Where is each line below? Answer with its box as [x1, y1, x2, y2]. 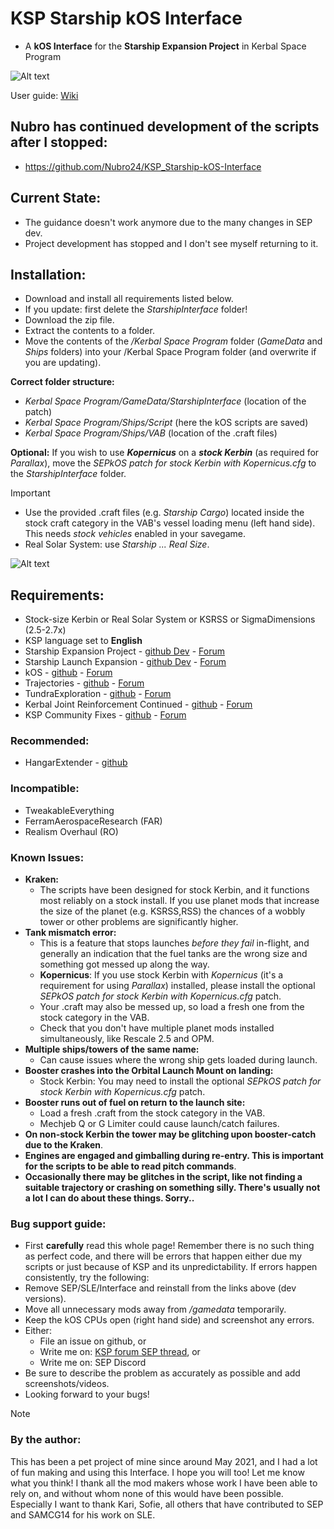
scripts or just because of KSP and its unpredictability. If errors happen [24, 1261, 318, 1273]
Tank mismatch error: [24, 927, 117, 939]
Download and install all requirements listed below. [24, 293, 234, 305]
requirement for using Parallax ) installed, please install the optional [39, 980, 316, 992]
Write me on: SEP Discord [39, 1357, 147, 1369]
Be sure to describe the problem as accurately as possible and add [24, 1367, 301, 1379]
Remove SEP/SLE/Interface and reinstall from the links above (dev [24, 1282, 297, 1294]
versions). [24, 1293, 67, 1305]
